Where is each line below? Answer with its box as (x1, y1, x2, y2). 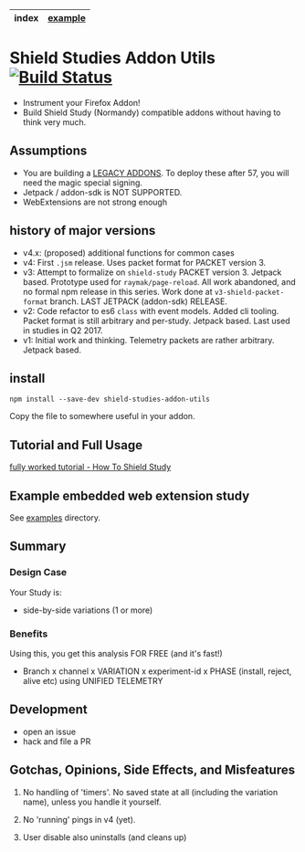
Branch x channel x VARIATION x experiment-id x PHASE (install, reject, (22, 666, 292, 677)
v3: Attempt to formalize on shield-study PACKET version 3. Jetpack (22, 267, 282, 278)
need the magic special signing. (22, 177, 143, 188)
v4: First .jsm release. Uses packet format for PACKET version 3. (22, 257, 267, 268)
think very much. (22, 116, 87, 127)
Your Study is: (9, 586, 62, 597)
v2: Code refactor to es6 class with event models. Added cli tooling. (22, 305, 279, 316)
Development (9, 702, 89, 718)
